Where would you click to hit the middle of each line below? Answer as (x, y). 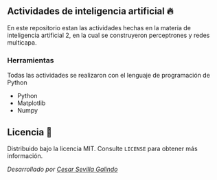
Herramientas (31, 60)
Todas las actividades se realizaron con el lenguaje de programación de (109, 76)
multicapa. (22, 42)
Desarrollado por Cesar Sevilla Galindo (62, 169)
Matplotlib (31, 103)
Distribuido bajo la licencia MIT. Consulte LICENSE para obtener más (102, 148)
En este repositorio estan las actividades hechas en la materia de (99, 27)
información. (25, 156)
